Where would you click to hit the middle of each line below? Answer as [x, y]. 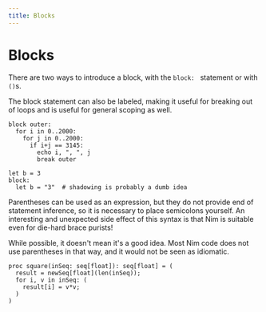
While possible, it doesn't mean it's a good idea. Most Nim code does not [129, 243]
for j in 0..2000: [53, 138]
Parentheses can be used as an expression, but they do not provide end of [131, 202]
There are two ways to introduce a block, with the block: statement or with [133, 77]
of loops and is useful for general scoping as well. [90, 109]
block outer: [30, 124]
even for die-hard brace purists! [61, 227]
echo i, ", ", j [64, 152]
